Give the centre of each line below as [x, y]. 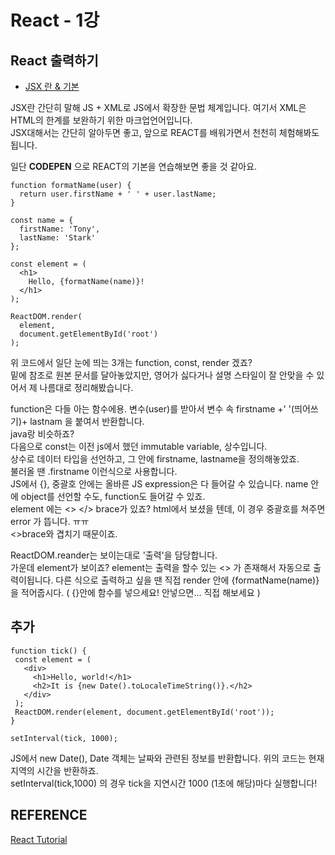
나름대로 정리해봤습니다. [86, 387]
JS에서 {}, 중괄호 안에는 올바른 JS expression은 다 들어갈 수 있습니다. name [159, 484]
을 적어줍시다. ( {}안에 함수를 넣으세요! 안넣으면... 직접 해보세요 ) [135, 592]
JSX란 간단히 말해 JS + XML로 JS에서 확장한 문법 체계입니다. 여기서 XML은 [158, 107]
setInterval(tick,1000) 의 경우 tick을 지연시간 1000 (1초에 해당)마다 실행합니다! [164, 783]
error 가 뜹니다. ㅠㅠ [50, 521]
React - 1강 [55, 20]
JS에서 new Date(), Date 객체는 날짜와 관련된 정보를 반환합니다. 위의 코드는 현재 [167, 758]
